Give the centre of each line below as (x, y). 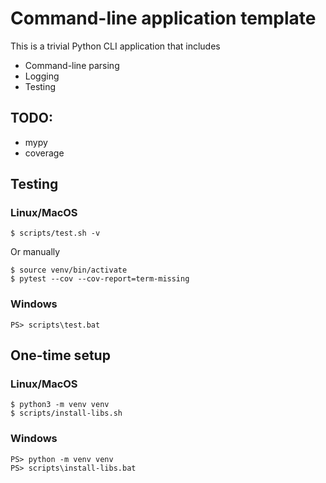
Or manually (35, 252)
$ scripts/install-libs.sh (66, 413)
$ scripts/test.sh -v (55, 233)
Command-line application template (163, 18)
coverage (44, 153)
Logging (42, 76)
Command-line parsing (72, 65)
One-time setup (60, 355)
